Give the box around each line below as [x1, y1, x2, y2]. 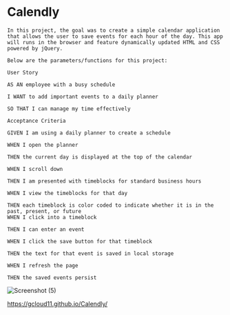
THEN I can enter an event [7, 225, 85, 233]
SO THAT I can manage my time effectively [7, 105, 131, 112]
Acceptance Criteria [7, 117, 67, 124]
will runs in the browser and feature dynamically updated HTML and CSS [7, 39, 220, 45]
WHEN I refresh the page [7, 262, 79, 269]
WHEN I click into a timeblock [7, 214, 97, 221]
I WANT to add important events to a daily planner [7, 93, 158, 100]
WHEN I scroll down [7, 165, 63, 172]
